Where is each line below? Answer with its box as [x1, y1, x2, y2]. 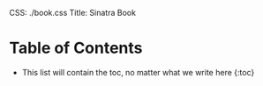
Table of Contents [9, 39, 143, 58]
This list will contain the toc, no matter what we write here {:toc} [21, 67, 255, 77]
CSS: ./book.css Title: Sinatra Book [9, 8, 137, 18]
